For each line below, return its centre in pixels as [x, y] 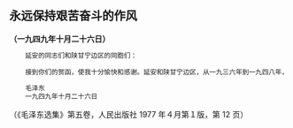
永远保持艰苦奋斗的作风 [73, 16]
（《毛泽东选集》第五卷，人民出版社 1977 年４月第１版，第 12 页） [129, 115]
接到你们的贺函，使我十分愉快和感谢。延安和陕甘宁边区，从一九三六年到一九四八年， [157, 72]
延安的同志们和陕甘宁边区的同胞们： [81, 56]
